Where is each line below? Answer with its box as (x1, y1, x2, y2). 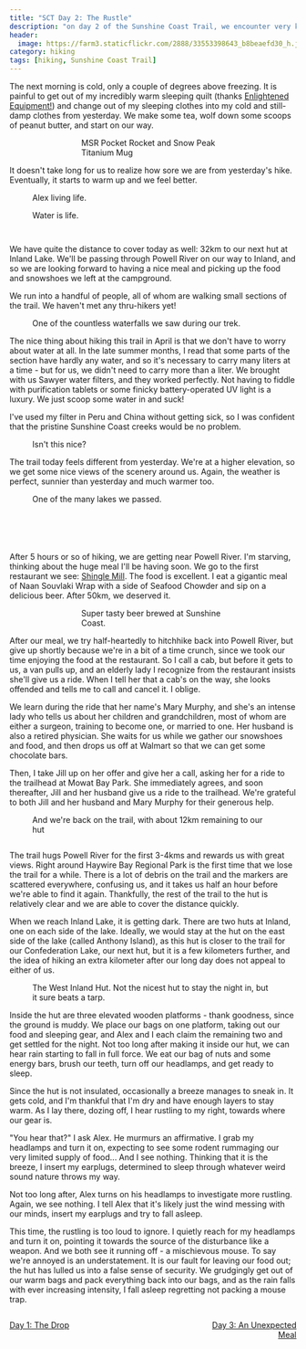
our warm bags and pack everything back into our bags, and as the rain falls (9, 1275, 296, 1285)
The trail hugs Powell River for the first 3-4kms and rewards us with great (9, 850, 285, 860)
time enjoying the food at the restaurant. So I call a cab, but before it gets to (9, 655, 293, 665)
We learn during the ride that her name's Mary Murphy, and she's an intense (9, 701, 296, 712)
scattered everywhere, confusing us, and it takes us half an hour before (9, 879, 279, 890)
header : (9, 30, 39, 39)
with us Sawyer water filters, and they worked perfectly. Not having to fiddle (9, 374, 296, 385)
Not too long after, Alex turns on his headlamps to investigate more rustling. (9, 1189, 293, 1199)
